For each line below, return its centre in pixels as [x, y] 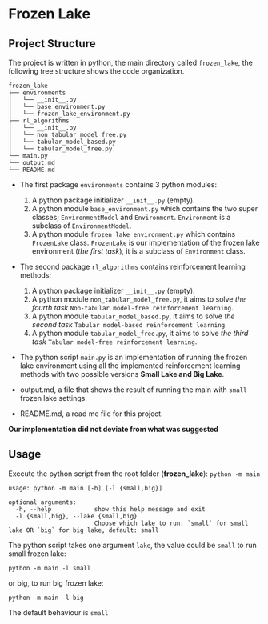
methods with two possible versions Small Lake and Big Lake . [122, 374]
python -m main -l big [46, 598]
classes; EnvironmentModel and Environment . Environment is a [131, 217]
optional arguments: [43, 502]
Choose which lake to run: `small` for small [171, 523]
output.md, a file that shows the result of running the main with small [133, 390]
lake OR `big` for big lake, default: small [84, 530]
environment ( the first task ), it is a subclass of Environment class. [138, 251]
